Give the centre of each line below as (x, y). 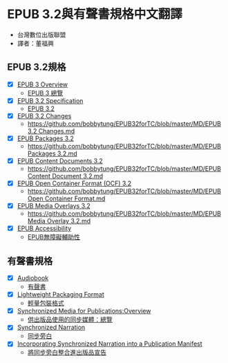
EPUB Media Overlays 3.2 (54, 206)
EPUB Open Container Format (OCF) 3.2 (74, 183)
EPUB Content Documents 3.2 (60, 161)
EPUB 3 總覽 (45, 93)
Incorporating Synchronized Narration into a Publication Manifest (110, 344)
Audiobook (33, 278)
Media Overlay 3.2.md (59, 221)
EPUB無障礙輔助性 (54, 237)
